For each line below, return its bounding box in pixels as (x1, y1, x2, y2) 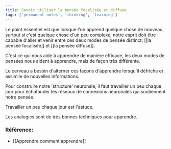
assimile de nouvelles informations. (5, 73, 80, 79)
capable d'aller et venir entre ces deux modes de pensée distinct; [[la (5, 37, 152, 43)
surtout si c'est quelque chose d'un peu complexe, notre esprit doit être (5, 32, 156, 38)
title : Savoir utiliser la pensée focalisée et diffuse (5, 7, 127, 13)
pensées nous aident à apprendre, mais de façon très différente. (5, 58, 140, 64)
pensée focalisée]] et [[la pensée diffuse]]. (5, 42, 95, 48)
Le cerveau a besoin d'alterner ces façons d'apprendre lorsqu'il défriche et (5, 67, 163, 74)
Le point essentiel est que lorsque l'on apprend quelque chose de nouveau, (5, 26, 164, 32)
